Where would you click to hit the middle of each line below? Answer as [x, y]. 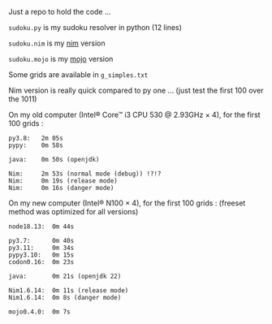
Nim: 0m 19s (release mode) [63, 181]
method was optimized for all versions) [73, 212]
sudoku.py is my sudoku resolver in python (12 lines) [95, 27]
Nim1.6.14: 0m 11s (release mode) [69, 291]
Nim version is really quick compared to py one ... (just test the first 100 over [136, 90]
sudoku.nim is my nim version [57, 43]
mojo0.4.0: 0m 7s [39, 312]
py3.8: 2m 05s [36, 138]
